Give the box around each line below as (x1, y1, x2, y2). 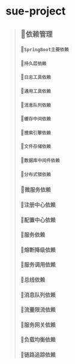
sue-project (5, 4, 66, 18)
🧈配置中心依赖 (20, 216, 56, 223)
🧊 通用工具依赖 (20, 87, 52, 94)
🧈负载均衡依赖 (20, 336, 56, 343)
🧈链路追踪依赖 (20, 351, 56, 358)
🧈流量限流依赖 (20, 306, 56, 313)
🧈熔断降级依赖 (20, 246, 56, 253)
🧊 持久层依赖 (20, 59, 47, 67)
